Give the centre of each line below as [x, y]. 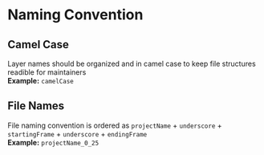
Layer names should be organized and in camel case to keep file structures [132, 63]
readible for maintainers [47, 72]
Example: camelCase [41, 81]
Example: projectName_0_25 [53, 142]
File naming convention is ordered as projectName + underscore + [115, 125]
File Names [36, 106]
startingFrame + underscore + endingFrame [77, 133]
